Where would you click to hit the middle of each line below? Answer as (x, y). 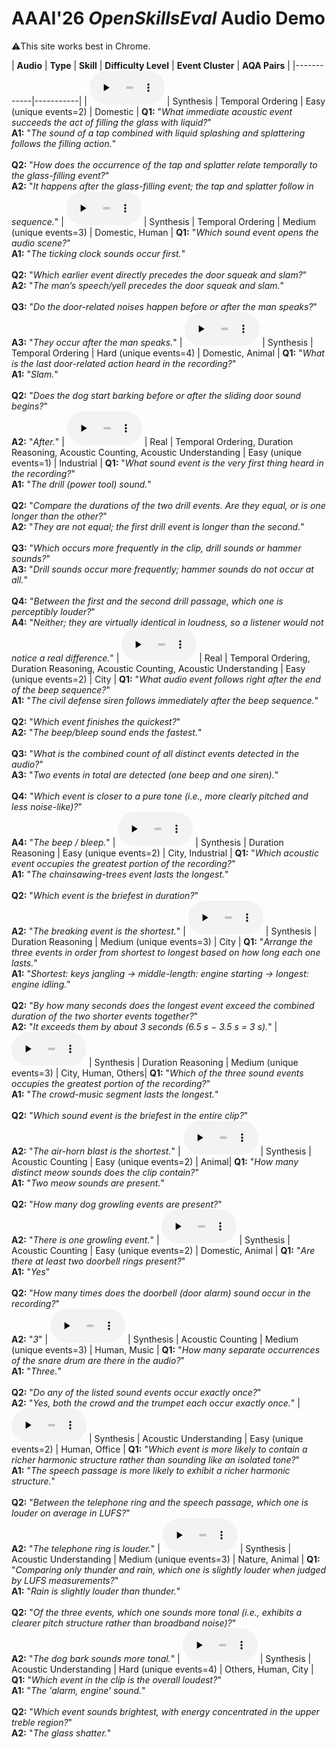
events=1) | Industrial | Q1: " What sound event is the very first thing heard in (167, 463)
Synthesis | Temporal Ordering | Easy (249, 101)
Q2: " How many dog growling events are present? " (117, 1204)
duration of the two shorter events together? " (105, 1016)
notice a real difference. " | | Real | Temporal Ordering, (161, 658)
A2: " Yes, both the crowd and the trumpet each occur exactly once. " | (156, 1403)
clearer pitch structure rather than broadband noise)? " (124, 1623)
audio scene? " (41, 243)
